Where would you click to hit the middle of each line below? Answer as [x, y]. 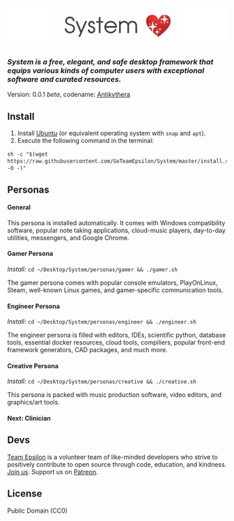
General [19, 207]
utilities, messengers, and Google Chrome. [68, 237]
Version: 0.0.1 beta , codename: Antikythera [69, 95]
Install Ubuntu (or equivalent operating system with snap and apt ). [111, 133]
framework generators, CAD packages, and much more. [88, 350]
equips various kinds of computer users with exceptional [106, 70]
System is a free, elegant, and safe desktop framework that [110, 61]
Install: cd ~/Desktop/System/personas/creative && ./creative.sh [102, 382]
